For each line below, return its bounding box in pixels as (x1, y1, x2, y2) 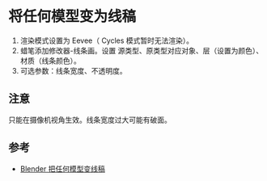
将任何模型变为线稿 (8, 7, 137, 26)
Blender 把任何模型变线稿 (19, 163, 105, 174)
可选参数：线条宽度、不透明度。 (19, 65, 127, 75)
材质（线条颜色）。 (19, 56, 81, 65)
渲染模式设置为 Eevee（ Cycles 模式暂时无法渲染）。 (19, 36, 194, 45)
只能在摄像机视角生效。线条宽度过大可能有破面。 (8, 115, 172, 124)
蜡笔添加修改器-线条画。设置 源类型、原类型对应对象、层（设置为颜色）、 (19, 45, 264, 55)
